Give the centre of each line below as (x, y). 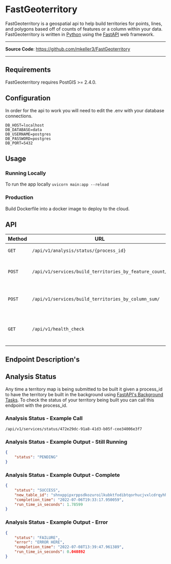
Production (19, 197)
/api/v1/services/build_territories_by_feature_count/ (100, 272)
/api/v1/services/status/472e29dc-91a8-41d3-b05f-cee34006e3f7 (74, 429)
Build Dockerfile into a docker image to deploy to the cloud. (67, 209)
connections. (19, 116)
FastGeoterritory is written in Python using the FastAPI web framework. (80, 34)
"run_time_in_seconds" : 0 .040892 (50, 552)
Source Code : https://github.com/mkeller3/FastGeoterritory (68, 49)
